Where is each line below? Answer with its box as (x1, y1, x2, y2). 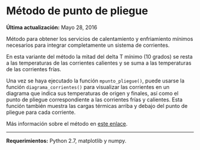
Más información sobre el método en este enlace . (6, 120, 128, 127)
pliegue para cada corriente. (6, 108, 76, 116)
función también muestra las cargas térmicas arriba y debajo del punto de (6, 102, 188, 109)
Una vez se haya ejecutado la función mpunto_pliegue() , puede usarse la (6, 77, 185, 84)
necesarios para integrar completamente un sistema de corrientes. (6, 42, 170, 49)
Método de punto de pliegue (6, 4, 148, 18)
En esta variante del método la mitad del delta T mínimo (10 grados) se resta (6, 53, 193, 60)
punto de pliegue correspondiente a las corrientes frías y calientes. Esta (6, 96, 183, 103)
